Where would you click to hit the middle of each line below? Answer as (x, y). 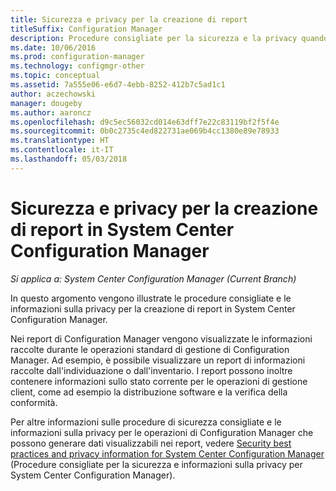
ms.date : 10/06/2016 (53, 47)
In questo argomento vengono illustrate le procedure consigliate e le (151, 298)
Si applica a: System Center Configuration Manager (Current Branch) (153, 278)
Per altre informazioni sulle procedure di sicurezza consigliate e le (146, 422)
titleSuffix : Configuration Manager (86, 29)
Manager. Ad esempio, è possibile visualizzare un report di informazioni (158, 360)
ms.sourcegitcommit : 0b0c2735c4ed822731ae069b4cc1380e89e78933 (145, 131)
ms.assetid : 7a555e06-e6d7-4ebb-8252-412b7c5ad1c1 (118, 85)
